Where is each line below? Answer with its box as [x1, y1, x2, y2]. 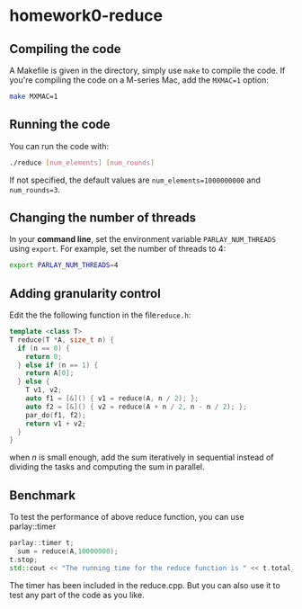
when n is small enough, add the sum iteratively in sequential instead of [9, 452, 274, 463]
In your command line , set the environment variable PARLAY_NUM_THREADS [9, 234, 277, 245]
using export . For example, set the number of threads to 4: [9, 244, 226, 255]
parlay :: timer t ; [9, 539, 75, 548]
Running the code [9, 117, 111, 132]
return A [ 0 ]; [25, 369, 75, 378]
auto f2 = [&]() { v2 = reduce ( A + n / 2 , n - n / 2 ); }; [25, 402, 247, 411]
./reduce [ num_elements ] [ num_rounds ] [9, 158, 155, 167]
